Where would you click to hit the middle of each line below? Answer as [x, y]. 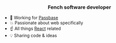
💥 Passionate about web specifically [46, 23]
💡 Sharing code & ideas [33, 36]
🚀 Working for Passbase [34, 18]
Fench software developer [79, 7]
